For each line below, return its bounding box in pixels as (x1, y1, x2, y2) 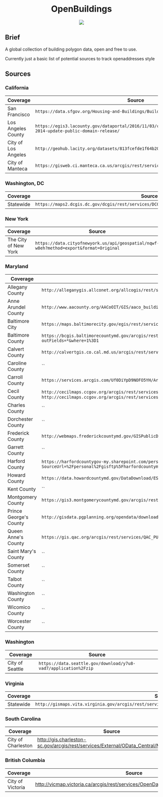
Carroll (7, 374, 23, 381)
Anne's (7, 534, 24, 541)
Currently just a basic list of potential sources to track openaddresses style (5, 56, 155, 61)
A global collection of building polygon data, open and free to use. (5, 46, 137, 52)
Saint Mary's (7, 548, 36, 555)
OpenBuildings (50, 3, 113, 15)
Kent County (7, 486, 36, 493)
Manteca (7, 166, 28, 172)
